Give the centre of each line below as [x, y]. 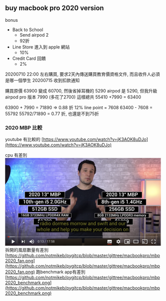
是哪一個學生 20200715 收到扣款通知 [42, 80]
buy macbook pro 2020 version [55, 8]
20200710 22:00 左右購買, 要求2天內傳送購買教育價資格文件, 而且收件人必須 [83, 74]
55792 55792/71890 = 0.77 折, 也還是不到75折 [52, 114]
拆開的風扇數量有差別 [27, 250]
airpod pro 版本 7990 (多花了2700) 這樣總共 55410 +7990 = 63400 [73, 97]
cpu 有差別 [16, 155]
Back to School [28, 30]
